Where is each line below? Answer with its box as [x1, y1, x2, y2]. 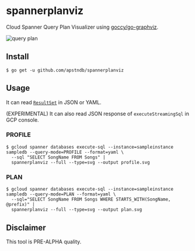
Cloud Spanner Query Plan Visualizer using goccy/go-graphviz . [6, 23, 159, 30]
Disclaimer [6, 222, 46, 232]
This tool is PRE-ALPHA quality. [6, 238, 82, 245]
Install [6, 51, 29, 62]
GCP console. [6, 116, 39, 123]
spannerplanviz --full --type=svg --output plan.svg [11, 207, 142, 213]
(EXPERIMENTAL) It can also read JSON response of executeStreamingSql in [6, 110, 190, 117]
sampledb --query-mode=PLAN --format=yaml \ [6, 191, 116, 197]
